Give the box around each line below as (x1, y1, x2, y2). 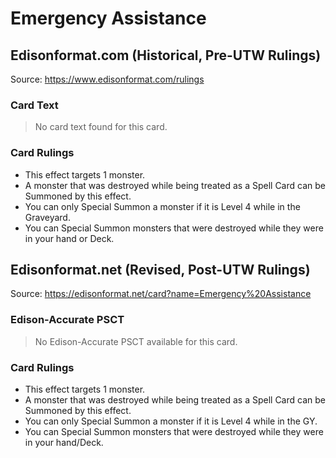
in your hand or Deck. (24, 232, 115, 244)
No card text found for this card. (34, 121, 168, 133)
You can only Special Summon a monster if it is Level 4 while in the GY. (24, 415, 318, 427)
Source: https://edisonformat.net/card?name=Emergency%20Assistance (10, 288, 312, 300)
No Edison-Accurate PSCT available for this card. (34, 335, 238, 347)
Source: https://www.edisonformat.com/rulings (10, 73, 205, 85)
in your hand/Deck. (24, 437, 104, 448)
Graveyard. (24, 211, 71, 223)
